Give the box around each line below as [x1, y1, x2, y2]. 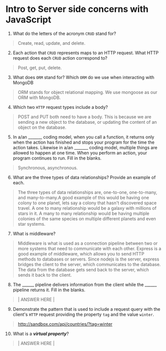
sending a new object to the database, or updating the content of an [17, 119, 157, 125]
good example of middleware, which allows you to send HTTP [17, 251, 145, 257]
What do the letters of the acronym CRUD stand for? [12, 30, 116, 36]
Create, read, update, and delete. [17, 40, 86, 46]
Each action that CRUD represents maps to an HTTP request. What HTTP [12, 50, 159, 56]
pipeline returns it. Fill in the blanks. [12, 287, 86, 293]
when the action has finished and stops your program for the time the [12, 139, 155, 145]
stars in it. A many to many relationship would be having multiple [17, 210, 150, 216]
